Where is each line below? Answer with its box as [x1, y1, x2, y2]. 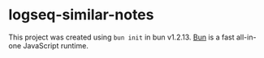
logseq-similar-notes [8, 6, 154, 24]
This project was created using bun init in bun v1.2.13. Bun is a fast [8, 32, 235, 42]
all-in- [236, 32, 257, 42]
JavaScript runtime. [23, 40, 89, 50]
